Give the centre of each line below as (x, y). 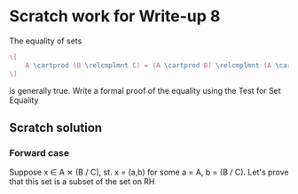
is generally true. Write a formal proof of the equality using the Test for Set (145, 90)
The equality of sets (46, 41)
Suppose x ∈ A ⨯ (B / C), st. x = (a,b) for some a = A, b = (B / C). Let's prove (149, 172)
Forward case (39, 152)
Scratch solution (56, 127)
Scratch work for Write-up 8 (115, 16)
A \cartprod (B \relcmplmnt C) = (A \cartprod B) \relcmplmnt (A (149, 65)
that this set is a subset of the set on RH (82, 182)
